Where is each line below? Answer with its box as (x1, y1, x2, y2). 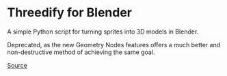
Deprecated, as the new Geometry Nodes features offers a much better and (7, 40, 221, 49)
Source (7, 61, 27, 69)
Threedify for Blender (7, 5, 132, 21)
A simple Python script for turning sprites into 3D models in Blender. (7, 27, 199, 36)
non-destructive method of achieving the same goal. (7, 48, 155, 56)
